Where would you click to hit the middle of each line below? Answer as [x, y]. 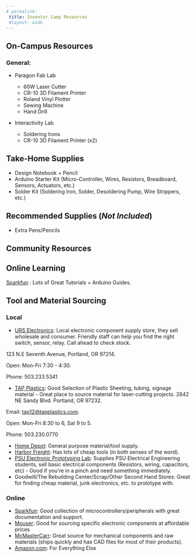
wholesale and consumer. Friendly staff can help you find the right [94, 336]
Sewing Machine [43, 105]
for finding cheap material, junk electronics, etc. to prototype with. [94, 483]
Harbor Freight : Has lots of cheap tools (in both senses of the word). [97, 452]
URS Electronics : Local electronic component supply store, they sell [96, 330]
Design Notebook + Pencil [46, 172]
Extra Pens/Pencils [37, 230]
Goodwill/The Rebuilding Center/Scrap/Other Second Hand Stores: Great [102, 476]
